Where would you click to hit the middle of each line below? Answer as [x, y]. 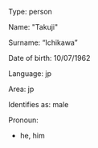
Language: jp [30, 74]
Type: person [30, 12]
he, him [33, 136]
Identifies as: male [39, 104]
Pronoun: [23, 120]
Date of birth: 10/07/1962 [49, 58]
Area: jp [21, 89]
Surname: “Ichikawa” [43, 42]
